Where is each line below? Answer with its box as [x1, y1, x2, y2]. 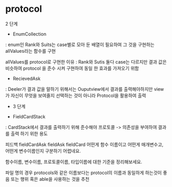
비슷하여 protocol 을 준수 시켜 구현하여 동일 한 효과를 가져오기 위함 [5, 65, 139, 71]
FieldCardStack [12, 113, 46, 119]
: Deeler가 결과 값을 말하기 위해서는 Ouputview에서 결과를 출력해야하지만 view [5, 86, 164, 92]
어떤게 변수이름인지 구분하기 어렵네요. [5, 148, 81, 154]
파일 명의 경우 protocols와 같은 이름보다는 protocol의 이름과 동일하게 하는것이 [5, 170, 162, 176]
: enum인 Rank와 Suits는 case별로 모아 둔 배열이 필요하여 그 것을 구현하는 [5, 41, 155, 48]
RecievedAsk [12, 75, 41, 81]
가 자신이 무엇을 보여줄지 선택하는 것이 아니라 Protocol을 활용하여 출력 [5, 92, 146, 98]
